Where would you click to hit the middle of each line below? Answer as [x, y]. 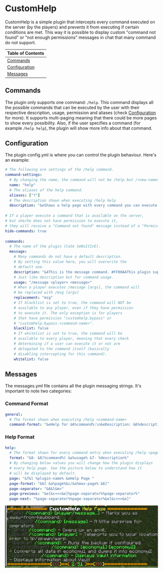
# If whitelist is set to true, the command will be [68, 334]
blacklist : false [31, 328]
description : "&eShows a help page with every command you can [74, 205]
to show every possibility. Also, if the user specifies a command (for [73, 123]
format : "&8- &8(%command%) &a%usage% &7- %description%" [69, 458]
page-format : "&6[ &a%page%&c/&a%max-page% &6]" [59, 484]
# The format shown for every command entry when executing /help [78, 453]
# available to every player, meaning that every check [72, 339]
